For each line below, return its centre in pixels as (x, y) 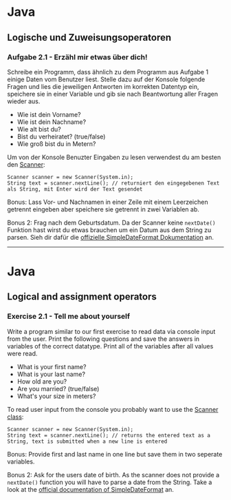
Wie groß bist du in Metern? (56, 144)
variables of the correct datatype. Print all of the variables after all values (110, 346)
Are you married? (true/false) (58, 388)
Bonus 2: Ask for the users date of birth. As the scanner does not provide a (113, 475)
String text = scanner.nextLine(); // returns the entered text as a (109, 435)
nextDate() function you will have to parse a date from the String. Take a (110, 482)
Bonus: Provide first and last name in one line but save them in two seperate (115, 454)
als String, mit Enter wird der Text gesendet (75, 189)
